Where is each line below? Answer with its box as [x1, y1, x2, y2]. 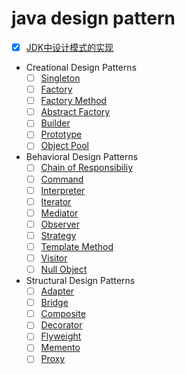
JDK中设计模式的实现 [25, 41, 114, 53]
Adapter [40, 285, 75, 297]
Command [40, 173, 84, 185]
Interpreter [40, 184, 86, 196]
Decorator [40, 319, 83, 331]
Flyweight [40, 330, 82, 342]
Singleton [40, 72, 81, 84]
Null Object [40, 263, 88, 275]
